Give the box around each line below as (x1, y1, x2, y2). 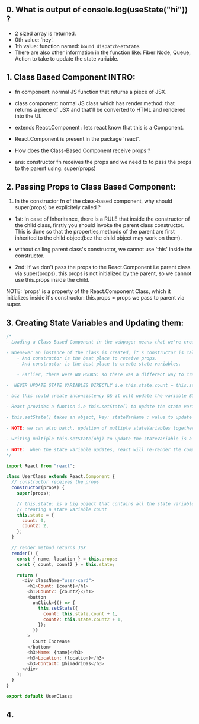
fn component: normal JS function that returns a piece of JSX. (14, 88, 167, 95)
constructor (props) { (11, 484, 65, 491)
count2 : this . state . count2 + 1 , (43, 616, 123, 622)
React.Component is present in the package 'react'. (14, 135, 140, 142)
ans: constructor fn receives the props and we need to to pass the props (14, 158, 192, 165)
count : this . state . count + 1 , (43, 610, 118, 617)
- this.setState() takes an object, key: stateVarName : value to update (6, 414, 192, 421)
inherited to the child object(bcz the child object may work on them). (14, 234, 182, 241)
